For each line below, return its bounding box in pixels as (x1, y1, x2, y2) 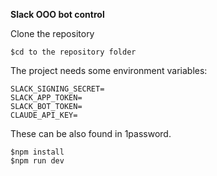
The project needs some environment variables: (10, 65, 208, 76)
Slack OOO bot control (10, 9, 105, 20)
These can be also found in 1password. (10, 128, 172, 139)
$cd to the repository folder (10, 47, 137, 57)
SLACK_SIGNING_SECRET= (10, 84, 105, 94)
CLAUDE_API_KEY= (10, 110, 78, 120)
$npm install (10, 147, 65, 157)
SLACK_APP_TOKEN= (10, 93, 83, 103)
